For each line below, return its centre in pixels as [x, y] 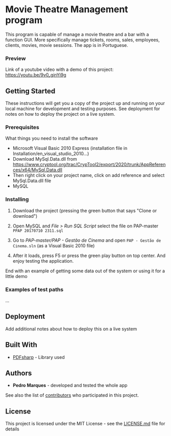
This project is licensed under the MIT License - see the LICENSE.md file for [85, 424]
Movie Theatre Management [67, 9]
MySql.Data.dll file [32, 181]
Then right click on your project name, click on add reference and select [89, 175]
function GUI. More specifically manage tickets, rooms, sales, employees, [82, 40]
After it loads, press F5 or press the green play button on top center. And [89, 255]
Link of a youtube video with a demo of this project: [59, 69]
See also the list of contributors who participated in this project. [72, 395]
